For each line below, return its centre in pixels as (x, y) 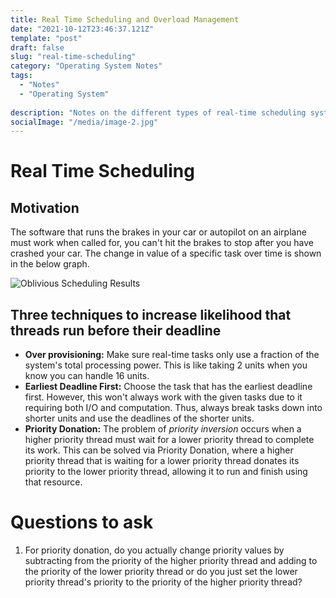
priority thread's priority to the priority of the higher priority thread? (163, 582)
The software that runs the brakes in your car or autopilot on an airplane (158, 232)
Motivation (45, 207)
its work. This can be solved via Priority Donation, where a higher (159, 450)
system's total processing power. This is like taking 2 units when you (166, 365)
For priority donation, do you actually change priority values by (154, 550)
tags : (21, 76)
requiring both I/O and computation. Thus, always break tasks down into (173, 408)
